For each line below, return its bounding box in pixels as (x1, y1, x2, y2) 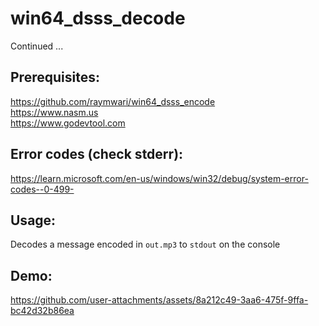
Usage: (10, 212, 57, 229)
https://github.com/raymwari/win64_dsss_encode (10, 95, 216, 107)
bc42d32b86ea (10, 305, 75, 317)
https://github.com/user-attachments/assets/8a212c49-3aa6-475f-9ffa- (10, 294, 309, 306)
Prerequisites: (10, 69, 100, 86)
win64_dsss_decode (10, 7, 186, 30)
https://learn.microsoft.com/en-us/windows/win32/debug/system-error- (10, 172, 309, 184)
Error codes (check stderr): (10, 146, 184, 163)
